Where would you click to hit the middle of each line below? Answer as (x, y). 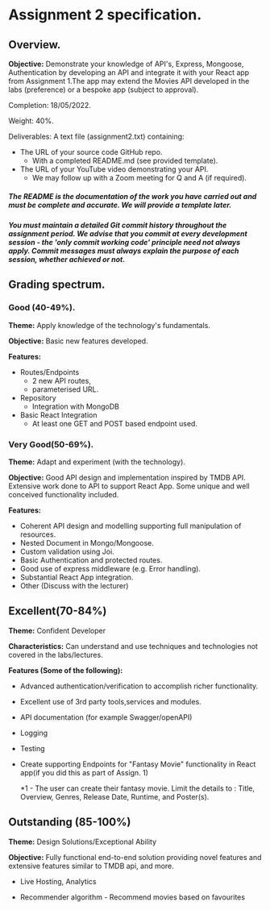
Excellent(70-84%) (58, 611)
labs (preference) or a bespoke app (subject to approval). (104, 89)
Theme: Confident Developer (57, 630)
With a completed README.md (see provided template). (125, 160)
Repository (38, 397)
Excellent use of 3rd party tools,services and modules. (110, 701)
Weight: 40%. (31, 121)
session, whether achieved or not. (67, 259)
